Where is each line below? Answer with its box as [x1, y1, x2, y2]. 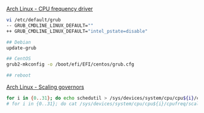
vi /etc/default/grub [6, 17, 61, 23]
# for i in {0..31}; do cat [6, 100, 78, 107]
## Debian [6, 39, 32, 45]
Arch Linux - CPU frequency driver [6, 5, 93, 12]
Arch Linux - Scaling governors [6, 83, 84, 91]
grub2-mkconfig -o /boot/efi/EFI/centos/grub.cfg [6, 61, 135, 67]
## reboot [6, 72, 32, 78]
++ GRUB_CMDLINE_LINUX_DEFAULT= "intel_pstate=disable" [6, 28, 148, 34]
